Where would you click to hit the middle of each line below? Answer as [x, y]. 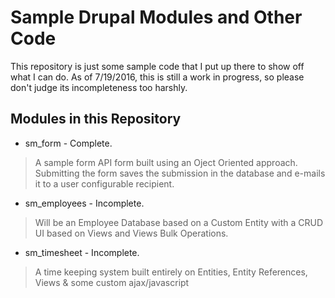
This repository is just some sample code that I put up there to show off [157, 66]
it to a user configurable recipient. [104, 183]
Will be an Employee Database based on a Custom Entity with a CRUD [179, 222]
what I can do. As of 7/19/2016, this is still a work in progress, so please [157, 77]
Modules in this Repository [96, 119]
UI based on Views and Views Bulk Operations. [131, 233]
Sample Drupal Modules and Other [156, 17]
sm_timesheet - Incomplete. [82, 252]
